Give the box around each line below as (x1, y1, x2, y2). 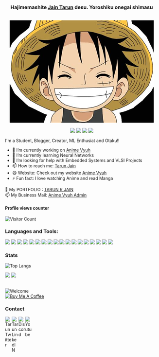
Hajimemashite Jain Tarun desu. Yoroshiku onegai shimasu (10, 4, 153, 11)
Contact (5, 305, 25, 312)
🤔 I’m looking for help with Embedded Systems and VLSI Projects (12, 158, 142, 163)
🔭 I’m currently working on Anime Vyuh (12, 147, 91, 153)
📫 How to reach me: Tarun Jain (12, 163, 76, 169)
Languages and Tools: (5, 228, 58, 235)
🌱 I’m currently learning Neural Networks (12, 152, 94, 158)
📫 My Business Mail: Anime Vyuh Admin (5, 192, 87, 198)
